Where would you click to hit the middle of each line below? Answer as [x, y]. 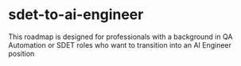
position [21, 53]
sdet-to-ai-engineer [76, 15]
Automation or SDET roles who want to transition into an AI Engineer [120, 45]
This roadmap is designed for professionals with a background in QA [120, 37]
